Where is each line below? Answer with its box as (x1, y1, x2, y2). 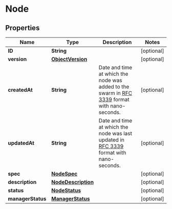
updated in (98, 136, 124, 143)
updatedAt (8, 139, 35, 147)
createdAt (8, 87, 33, 93)
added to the (98, 83, 130, 90)
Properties (5, 24, 40, 32)
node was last (98, 130, 132, 137)
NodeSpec (51, 170, 78, 177)
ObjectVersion (51, 56, 88, 62)
